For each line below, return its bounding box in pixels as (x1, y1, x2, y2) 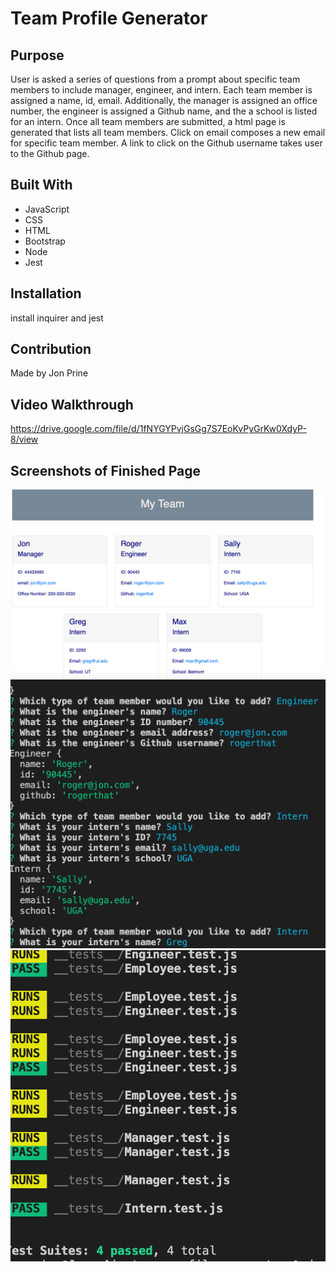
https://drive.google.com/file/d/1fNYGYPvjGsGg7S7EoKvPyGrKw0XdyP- (10, 423, 307, 435)
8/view (10, 433, 39, 446)
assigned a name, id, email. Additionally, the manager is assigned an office (10, 95, 318, 106)
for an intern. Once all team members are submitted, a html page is (10, 116, 286, 127)
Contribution (10, 341, 92, 358)
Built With (10, 177, 73, 194)
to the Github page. (10, 148, 90, 159)
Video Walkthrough (10, 396, 134, 413)
